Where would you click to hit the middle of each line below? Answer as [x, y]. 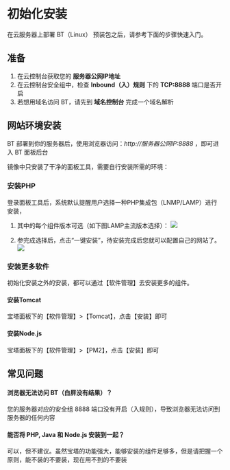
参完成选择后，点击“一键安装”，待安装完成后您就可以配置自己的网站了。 [119, 240]
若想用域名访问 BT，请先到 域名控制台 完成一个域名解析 [95, 102]
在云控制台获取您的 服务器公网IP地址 [69, 76]
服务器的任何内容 [31, 418]
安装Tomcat [24, 300]
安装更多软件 [28, 267]
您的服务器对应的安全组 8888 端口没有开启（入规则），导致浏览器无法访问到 [114, 409]
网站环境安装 [34, 125]
